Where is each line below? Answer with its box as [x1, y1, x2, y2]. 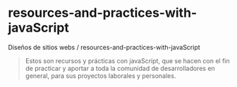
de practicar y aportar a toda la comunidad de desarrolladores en [25, 64, 216, 72]
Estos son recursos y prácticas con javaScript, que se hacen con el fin [25, 56, 230, 65]
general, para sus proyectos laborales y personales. [25, 72, 176, 80]
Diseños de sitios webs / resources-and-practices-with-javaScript [8, 43, 200, 51]
